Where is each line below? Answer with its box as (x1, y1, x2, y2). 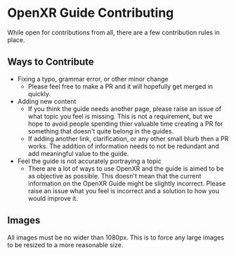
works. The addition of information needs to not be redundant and (27, 142, 220, 150)
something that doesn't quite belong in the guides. (27, 126, 174, 135)
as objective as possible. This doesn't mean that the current (27, 171, 202, 180)
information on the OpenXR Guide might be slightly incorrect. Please (27, 179, 226, 188)
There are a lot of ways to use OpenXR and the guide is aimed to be (27, 164, 224, 173)
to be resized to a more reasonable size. (7, 240, 124, 249)
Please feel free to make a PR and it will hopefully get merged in (27, 82, 213, 91)
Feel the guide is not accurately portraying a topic (17, 157, 162, 165)
